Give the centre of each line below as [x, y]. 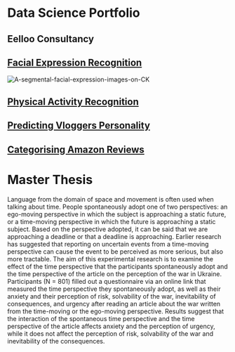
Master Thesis [50, 180]
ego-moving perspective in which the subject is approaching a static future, [117, 214]
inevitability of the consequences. [56, 341]
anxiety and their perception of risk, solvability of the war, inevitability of [112, 296]
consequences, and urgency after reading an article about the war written [114, 304]
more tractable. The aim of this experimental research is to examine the [110, 259]
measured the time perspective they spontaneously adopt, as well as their [114, 289]
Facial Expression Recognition [75, 62]
